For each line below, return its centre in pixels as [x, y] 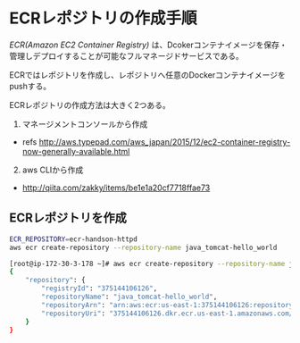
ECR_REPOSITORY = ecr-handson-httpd [74, 239]
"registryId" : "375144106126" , [100, 289]
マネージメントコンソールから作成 [85, 124]
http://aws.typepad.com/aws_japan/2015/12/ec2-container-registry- [165, 142]
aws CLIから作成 [53, 170]
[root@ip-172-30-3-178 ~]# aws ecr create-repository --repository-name [147, 264]
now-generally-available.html [76, 151]
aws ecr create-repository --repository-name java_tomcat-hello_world [143, 247]
